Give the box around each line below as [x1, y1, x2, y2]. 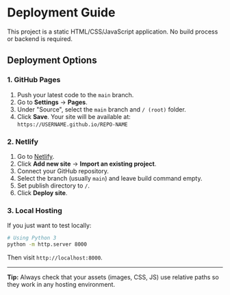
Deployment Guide [7, 5, 116, 21]
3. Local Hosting [7, 205, 63, 215]
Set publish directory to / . [16, 181, 90, 190]
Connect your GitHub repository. [16, 166, 110, 175]
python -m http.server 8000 [7, 241, 88, 248]
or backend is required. [7, 34, 73, 42]
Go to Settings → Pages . [16, 98, 88, 106]
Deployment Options [7, 55, 97, 66]
